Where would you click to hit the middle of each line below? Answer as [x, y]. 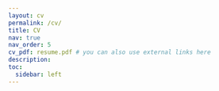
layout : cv [26, 15]
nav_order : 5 [30, 45]
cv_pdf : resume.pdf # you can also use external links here [110, 52]
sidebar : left [38, 74]
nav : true [25, 38]
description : [30, 60]
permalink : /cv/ [35, 23]
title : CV [25, 30]
